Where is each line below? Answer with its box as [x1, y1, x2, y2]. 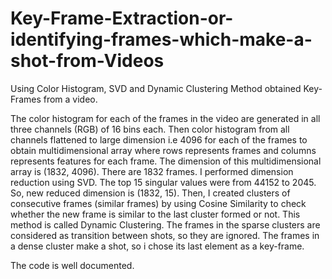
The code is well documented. [10, 259, 135, 271]
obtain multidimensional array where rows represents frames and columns [10, 144, 317, 156]
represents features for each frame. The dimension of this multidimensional [10, 155, 322, 167]
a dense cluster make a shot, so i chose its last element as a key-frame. [10, 240, 305, 252]
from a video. [43, 93, 98, 105]
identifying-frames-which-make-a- [10, 28, 313, 51]
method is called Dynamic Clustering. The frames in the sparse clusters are [10, 218, 321, 231]
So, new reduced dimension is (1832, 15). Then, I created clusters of [10, 187, 291, 199]
